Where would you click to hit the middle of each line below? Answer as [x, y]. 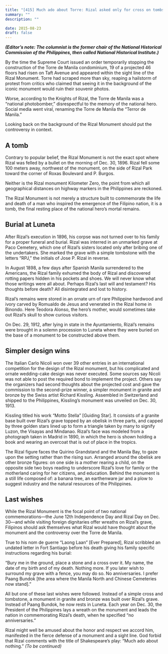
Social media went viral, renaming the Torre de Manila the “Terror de [75, 109]
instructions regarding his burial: [38, 553]
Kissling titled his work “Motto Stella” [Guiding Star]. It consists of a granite [82, 415]
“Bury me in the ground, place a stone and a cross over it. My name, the [79, 563]
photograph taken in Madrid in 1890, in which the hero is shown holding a [81, 436]
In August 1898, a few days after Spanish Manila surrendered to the [74, 268]
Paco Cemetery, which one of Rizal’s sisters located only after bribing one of [84, 247]
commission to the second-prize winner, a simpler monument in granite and [83, 390]
